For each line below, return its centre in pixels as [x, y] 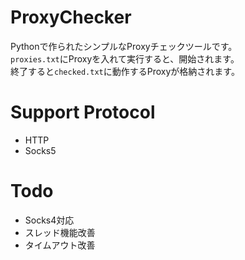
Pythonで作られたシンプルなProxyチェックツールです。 [124, 46]
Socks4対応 [49, 220]
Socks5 [40, 150]
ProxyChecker [71, 17]
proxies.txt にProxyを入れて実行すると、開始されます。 [125, 58]
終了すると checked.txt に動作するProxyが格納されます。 [125, 71]
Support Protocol [83, 112]
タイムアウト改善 [60, 245]
